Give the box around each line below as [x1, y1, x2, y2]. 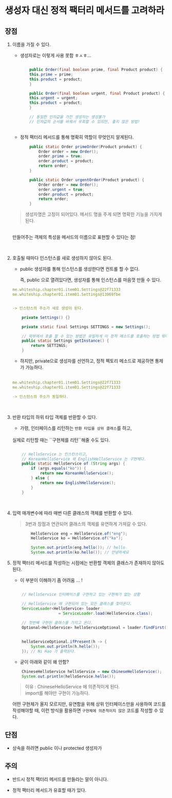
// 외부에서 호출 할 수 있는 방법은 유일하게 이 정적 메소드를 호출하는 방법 [22, 333, 160, 339]
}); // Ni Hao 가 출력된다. [22, 649, 77, 654]
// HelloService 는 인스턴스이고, [22, 451, 88, 457]
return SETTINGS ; [31, 343, 68, 348]
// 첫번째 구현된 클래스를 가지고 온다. [22, 620, 93, 626]
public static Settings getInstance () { [22, 338, 109, 344]
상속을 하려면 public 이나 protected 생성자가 [12, 745, 102, 751]
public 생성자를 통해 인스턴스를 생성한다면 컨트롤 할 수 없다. [20, 266, 140, 272]
